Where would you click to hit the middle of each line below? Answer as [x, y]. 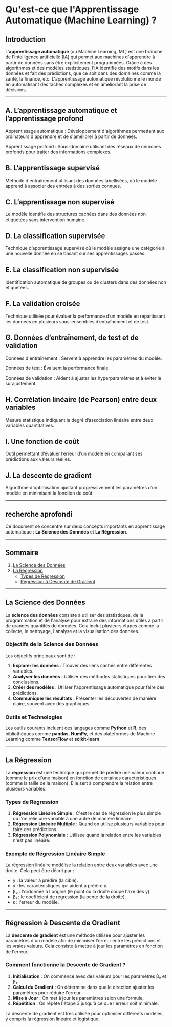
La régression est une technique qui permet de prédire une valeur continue [85, 772]
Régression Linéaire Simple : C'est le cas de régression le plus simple [87, 813]
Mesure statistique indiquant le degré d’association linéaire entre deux [79, 420]
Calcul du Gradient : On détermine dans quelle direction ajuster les [83, 987]
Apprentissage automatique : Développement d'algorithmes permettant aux [85, 131]
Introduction [26, 39]
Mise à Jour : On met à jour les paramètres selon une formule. [78, 998]
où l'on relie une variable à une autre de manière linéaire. [73, 819]
